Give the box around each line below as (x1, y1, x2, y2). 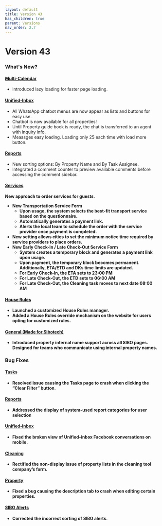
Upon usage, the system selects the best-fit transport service (19, 208, 147, 214)
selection (12, 412, 32, 418)
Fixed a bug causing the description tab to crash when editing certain (12, 488, 156, 494)
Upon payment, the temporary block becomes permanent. (19, 260, 140, 265)
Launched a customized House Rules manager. (12, 307, 109, 314)
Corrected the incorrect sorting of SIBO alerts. (12, 515, 108, 521)
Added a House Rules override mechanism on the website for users (12, 313, 151, 318)
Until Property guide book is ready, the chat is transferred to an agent (12, 123, 152, 129)
